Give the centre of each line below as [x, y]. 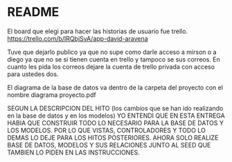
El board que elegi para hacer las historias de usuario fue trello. [98, 31]
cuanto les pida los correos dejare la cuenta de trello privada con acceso [111, 66]
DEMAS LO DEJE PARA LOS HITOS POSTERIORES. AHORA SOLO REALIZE [113, 137]
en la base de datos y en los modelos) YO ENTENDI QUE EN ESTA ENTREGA [116, 116]
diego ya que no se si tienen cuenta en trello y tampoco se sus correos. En [114, 59]
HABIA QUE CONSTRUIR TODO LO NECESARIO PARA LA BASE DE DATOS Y [115, 123]
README [33, 12]
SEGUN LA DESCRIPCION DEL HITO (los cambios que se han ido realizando [115, 108]
